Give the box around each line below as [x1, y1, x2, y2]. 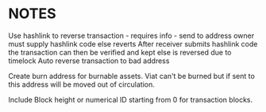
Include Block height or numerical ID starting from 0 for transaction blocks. [8, 95, 253, 104]
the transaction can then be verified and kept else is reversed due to [8, 47, 232, 57]
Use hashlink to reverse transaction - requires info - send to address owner [8, 31, 255, 40]
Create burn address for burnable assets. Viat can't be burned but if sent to [8, 71, 256, 80]
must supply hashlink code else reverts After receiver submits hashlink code [8, 39, 258, 48]
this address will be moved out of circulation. [8, 80, 155, 89]
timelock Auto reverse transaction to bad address [8, 56, 170, 65]
